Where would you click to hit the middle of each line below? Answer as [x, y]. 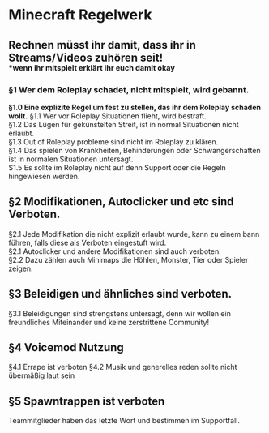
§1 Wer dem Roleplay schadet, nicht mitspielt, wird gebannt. [129, 89]
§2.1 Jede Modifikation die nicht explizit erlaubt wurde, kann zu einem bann [134, 234]
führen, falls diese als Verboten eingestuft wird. [88, 242]
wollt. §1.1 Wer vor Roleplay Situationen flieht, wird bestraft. [107, 116]
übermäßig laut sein [42, 375]
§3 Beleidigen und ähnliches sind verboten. [120, 294]
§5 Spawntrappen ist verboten [87, 401]
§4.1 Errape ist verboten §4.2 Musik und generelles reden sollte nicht [123, 367]
